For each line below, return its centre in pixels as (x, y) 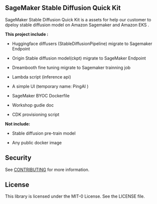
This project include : (27, 34)
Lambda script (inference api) (42, 77)
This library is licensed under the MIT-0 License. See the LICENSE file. (75, 196)
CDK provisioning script (36, 114)
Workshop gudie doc (33, 105)
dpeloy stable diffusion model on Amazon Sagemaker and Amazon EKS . (77, 25)
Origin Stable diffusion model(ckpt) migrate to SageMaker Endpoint (79, 58)
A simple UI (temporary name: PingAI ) (50, 86)
